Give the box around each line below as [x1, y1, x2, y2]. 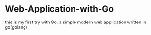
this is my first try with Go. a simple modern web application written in [5, 19, 146, 25]
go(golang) [5, 24, 28, 30]
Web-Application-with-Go [5, 3, 114, 14]
